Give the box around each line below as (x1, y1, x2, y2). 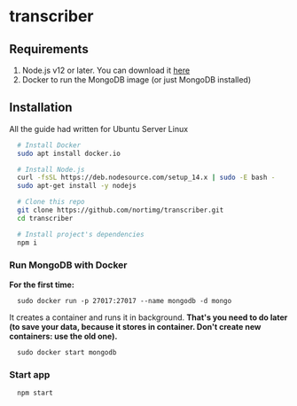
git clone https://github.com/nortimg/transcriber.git (17, 206, 224, 215)
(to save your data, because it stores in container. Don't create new (9, 321, 262, 332)
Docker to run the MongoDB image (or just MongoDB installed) (21, 74, 252, 85)
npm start (17, 388, 53, 398)
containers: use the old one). (9, 331, 118, 341)
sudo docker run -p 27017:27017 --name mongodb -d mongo (17, 296, 232, 305)
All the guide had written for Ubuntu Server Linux (9, 123, 189, 134)
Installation (9, 100, 73, 115)
